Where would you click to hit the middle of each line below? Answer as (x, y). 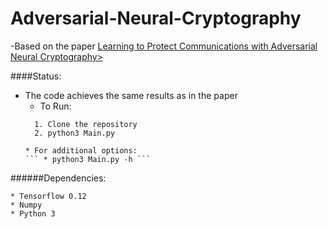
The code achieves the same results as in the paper (131, 95)
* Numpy (26, 205)
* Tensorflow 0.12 (48, 196)
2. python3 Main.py (74, 133)
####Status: (36, 76)
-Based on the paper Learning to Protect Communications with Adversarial (164, 46)
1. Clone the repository (86, 124)
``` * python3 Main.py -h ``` (88, 159)
